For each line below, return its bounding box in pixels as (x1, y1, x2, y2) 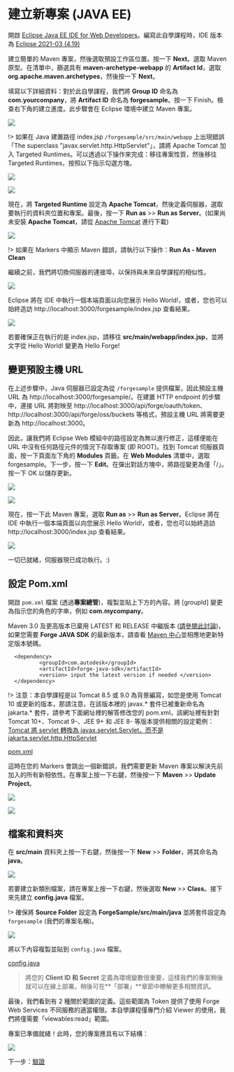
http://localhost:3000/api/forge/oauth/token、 (73, 401, 207, 410)
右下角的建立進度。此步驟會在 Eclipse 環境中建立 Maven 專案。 (13, 104, 196, 113)
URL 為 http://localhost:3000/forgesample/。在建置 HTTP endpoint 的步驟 (8, 392, 221, 401)
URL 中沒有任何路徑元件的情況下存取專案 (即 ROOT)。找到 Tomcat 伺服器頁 (8, 442, 225, 451)
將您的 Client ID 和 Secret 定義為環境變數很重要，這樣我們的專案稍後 (24, 973, 224, 982)
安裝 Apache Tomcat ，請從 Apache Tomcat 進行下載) (13, 217, 170, 226)
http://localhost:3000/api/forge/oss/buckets (8, 410, 135, 418)
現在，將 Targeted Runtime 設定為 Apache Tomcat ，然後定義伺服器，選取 (8, 200, 224, 208)
